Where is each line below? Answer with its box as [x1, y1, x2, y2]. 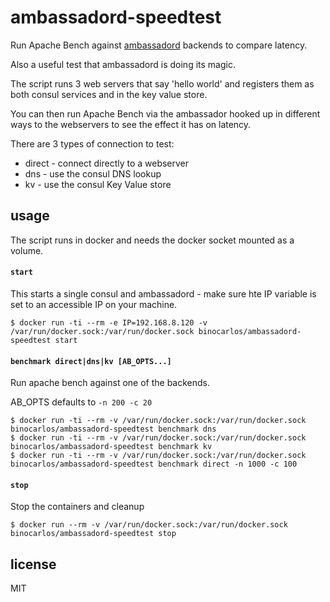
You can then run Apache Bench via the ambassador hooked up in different [10, 107, 321, 120]
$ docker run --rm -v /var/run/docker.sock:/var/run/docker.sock [10, 520, 288, 530]
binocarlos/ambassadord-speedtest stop [10, 529, 177, 539]
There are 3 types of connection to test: [10, 137, 175, 150]
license [10, 556, 57, 573]
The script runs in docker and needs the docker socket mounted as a [10, 234, 295, 246]
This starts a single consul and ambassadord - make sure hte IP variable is [10, 287, 317, 300]
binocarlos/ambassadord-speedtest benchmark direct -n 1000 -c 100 [10, 459, 298, 470]
